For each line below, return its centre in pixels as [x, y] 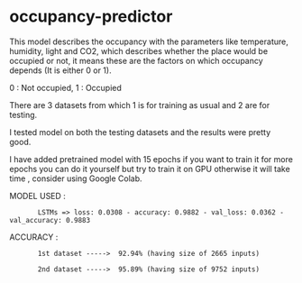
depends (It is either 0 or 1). [60, 70]
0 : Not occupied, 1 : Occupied [65, 87]
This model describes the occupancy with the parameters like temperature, [149, 41]
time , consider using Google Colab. [76, 178]
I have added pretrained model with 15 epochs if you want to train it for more [151, 159]
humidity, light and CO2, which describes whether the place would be [139, 50]
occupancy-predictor [91, 17]
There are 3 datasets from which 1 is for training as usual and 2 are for [140, 105]
